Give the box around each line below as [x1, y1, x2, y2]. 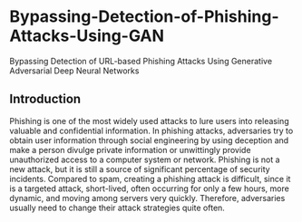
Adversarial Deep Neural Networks [9, 65, 140, 76]
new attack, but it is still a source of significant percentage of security [9, 163, 270, 174]
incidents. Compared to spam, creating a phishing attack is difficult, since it [9, 173, 291, 184]
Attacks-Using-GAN [9, 25, 165, 46]
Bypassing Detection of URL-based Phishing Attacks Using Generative [9, 55, 273, 66]
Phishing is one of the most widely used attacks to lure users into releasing [9, 115, 289, 126]
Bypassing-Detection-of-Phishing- [9, 6, 279, 27]
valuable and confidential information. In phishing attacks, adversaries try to [9, 125, 294, 136]
